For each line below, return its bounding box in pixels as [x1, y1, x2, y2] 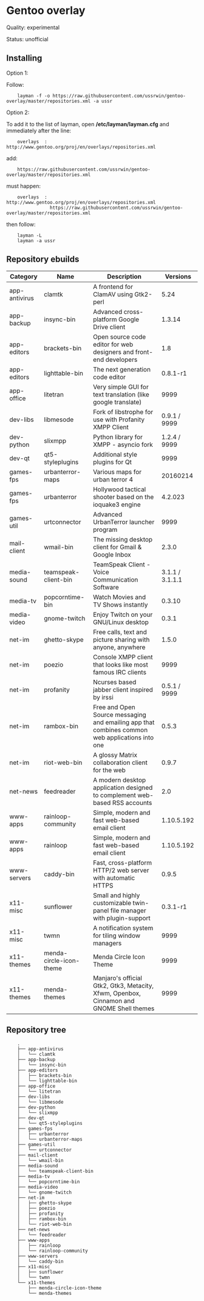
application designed [93, 783, 153, 792]
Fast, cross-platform [93, 858, 152, 867]
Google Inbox [93, 550, 132, 559]
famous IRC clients [93, 668, 147, 676]
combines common [93, 725, 148, 734]
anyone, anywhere [93, 643, 146, 651]
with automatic [93, 874, 135, 882]
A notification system [93, 923, 154, 932]
